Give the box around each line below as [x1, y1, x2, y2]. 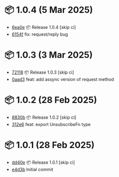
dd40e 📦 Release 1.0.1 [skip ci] [11, 159, 75, 165]
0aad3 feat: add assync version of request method [11, 76, 114, 82]
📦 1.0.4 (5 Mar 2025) [4, 4, 94, 16]
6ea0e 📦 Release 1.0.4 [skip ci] [11, 24, 76, 30]
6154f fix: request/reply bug [11, 31, 68, 37]
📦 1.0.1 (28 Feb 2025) [4, 140, 95, 151]
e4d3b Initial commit [11, 166, 53, 172]
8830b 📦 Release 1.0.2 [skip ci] [11, 114, 76, 120]
